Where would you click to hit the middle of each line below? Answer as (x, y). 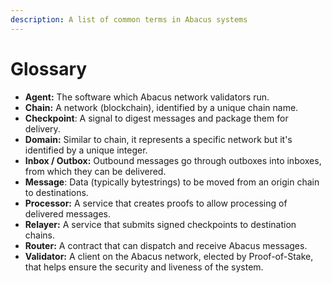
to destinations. (56, 192)
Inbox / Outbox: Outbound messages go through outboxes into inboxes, (173, 160)
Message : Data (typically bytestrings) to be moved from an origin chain (172, 182)
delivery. (42, 128)
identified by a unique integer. (86, 150)
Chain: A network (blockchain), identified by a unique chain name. (161, 107)
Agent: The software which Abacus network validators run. (147, 97)
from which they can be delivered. (95, 171)
